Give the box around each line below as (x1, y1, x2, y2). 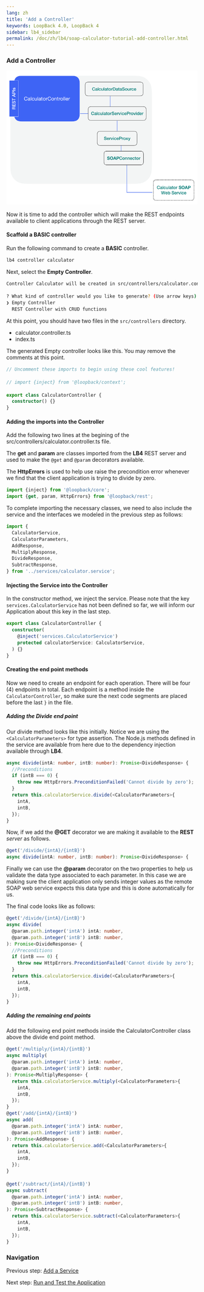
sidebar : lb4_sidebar (6, 29, 61, 35)
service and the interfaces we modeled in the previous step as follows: (6, 511, 183, 519)
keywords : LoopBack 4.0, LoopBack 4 (6, 23, 99, 29)
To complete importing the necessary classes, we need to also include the (6, 505, 192, 512)
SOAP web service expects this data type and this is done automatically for (6, 884, 194, 892)
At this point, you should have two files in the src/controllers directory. (6, 317, 186, 325)
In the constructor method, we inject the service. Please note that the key (6, 595, 190, 602)
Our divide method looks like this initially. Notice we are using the (6, 728, 169, 735)
